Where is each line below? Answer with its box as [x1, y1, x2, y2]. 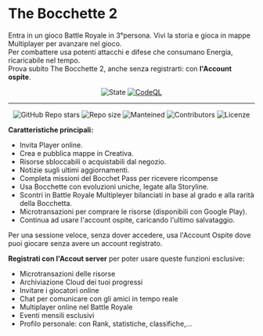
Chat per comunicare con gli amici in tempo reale [19, 294, 178, 303]
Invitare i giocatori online [19, 285, 99, 294]
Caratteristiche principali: [8, 125, 94, 134]
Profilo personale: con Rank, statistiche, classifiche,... [19, 319, 193, 328]
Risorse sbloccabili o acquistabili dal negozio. [19, 157, 167, 166]
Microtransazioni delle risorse [19, 269, 116, 278]
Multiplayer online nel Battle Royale [19, 302, 133, 312]
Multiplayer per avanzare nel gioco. [8, 38, 122, 48]
